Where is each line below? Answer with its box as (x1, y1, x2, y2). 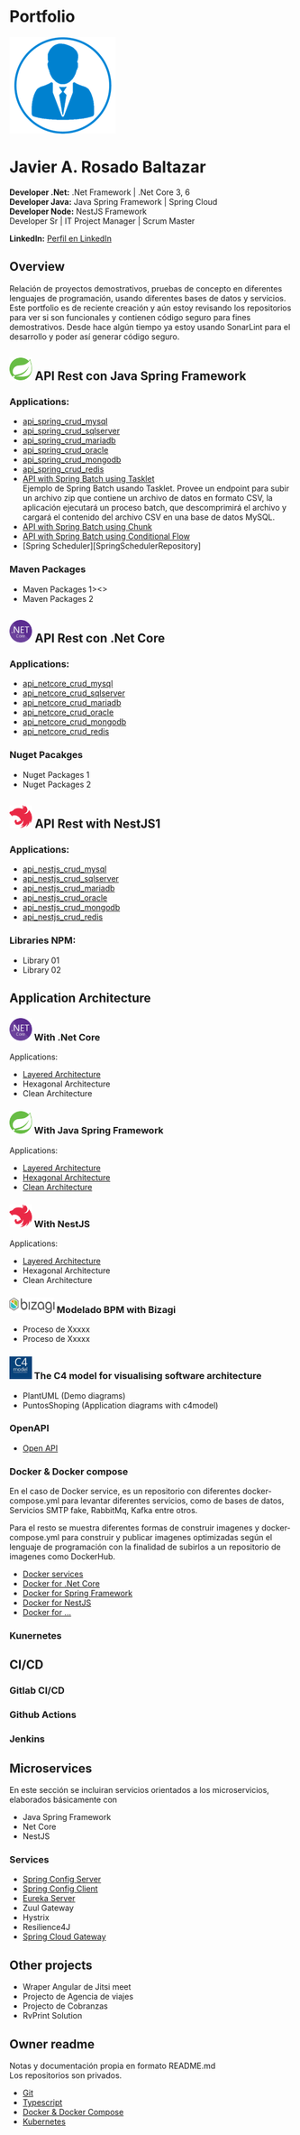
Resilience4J (22, 1922, 70, 1933)
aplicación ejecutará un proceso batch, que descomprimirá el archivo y (22, 503, 286, 513)
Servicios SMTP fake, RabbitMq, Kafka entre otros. (9, 1505, 198, 1516)
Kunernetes (9, 1630, 62, 1642)
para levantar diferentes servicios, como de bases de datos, (61, 1495, 285, 1506)
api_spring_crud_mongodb (22, 454, 122, 466)
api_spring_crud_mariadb (22, 435, 116, 446)
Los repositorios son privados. (9, 2069, 123, 2081)
